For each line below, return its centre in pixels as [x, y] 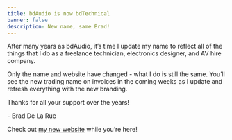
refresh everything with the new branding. [67, 89]
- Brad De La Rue [32, 116]
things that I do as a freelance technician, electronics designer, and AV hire [114, 53]
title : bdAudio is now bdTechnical [59, 14]
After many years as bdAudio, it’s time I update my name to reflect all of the [115, 46]
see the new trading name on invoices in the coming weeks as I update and [115, 82]
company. [22, 61]
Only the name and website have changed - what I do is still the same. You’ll [116, 74]
